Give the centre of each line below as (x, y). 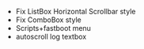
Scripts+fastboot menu (53, 28)
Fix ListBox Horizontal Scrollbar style (76, 11)
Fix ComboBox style (48, 20)
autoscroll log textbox (51, 36)
